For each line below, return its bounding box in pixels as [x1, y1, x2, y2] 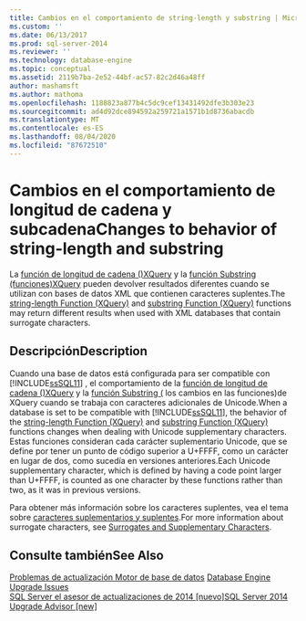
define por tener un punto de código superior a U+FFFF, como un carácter [9, 445, 289, 457]
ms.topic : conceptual [9, 65, 92, 74]
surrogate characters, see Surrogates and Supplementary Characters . [9, 521, 272, 532]
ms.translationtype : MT [9, 115, 100, 124]
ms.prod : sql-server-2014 [9, 38, 107, 48]
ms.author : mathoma [9, 89, 84, 99]
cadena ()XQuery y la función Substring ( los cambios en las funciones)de [9, 387, 287, 398]
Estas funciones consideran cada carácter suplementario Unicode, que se [9, 436, 288, 447]
